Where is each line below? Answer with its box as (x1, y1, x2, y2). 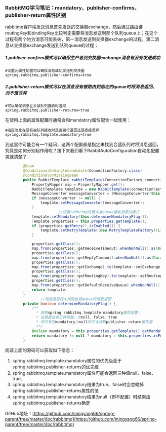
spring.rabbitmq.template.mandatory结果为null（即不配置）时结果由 (12, 394, 151, 400)
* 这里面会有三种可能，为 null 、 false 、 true (36, 315, 118, 320)
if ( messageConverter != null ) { (31, 196, 100, 201)
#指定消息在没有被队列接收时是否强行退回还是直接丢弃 (5, 128, 100, 133)
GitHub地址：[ (5, 411, 34, 417)
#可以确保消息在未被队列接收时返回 (5, 104, 67, 109)
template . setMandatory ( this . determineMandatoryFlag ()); (31, 214, 149, 219)
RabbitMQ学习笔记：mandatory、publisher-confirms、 (5, 4, 140, 11)
